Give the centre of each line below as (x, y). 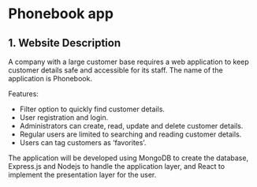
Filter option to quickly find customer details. (92, 109)
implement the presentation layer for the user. (82, 175)
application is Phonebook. (50, 79)
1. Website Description (65, 43)
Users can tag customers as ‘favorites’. (83, 142)
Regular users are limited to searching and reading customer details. (130, 134)
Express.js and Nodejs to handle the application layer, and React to (117, 166)
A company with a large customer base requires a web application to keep (129, 62)
